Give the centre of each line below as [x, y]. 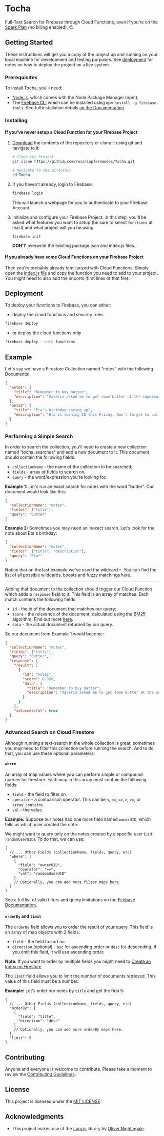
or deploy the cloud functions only [47, 333]
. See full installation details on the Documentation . [74, 108]
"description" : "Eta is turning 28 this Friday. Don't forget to [82, 415]
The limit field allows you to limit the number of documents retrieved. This [81, 976]
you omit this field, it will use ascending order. [58, 952]
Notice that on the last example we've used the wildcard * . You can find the [81, 569]
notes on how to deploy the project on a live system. [58, 64]
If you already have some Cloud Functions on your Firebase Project [74, 257]
